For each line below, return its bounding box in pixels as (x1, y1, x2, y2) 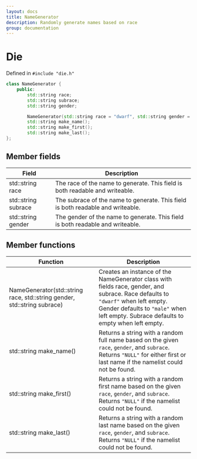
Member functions (6, 240, 76, 250)
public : (16, 86, 35, 93)
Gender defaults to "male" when (98, 304, 186, 312)
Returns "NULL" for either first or (98, 350, 186, 359)
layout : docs (6, 8, 38, 15)
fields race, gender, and (98, 282, 164, 290)
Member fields (6, 152, 60, 162)
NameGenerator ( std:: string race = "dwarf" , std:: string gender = (27, 113, 191, 119)
